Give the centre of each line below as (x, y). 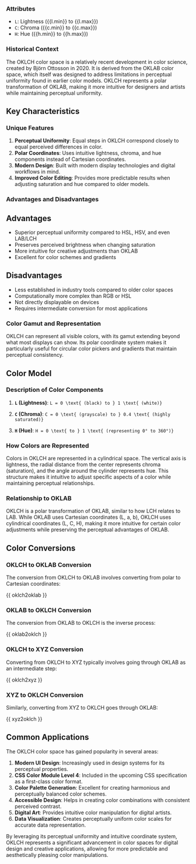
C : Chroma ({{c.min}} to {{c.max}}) (56, 27)
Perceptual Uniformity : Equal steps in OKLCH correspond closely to (97, 141)
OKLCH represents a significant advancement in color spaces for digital (92, 842)
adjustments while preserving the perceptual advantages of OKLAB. (87, 530)
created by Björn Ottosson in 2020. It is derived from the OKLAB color (90, 68)
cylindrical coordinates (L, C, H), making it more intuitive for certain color (93, 524)
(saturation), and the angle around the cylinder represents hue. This (87, 471)
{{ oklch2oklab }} (27, 595)
